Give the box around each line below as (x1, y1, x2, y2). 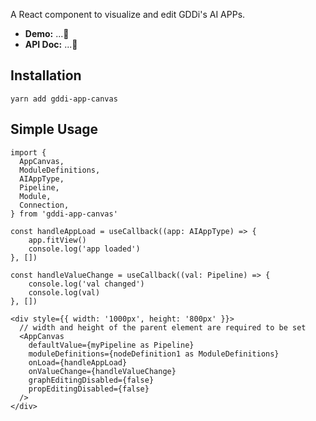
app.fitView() (28, 235, 87, 245)
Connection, (19, 200, 70, 210)
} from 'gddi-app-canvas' (10, 209, 118, 219)
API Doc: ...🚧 (24, 39, 78, 50)
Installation (10, 67, 82, 84)
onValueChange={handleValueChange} (28, 366, 177, 376)
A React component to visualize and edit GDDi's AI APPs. (10, 9, 246, 20)
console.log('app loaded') (28, 244, 141, 254)
